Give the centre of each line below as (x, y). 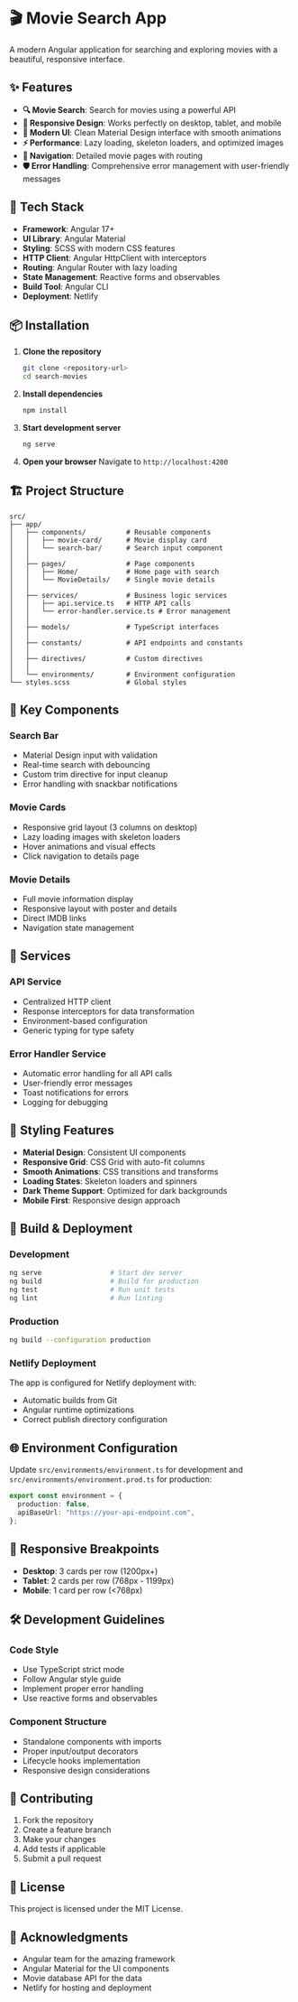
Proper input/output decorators (80, 1751)
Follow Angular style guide (72, 1679)
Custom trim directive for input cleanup (95, 775)
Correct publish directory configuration (95, 1420)
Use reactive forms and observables (90, 1699)
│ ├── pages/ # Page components (102, 563)
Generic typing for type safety (78, 1030)
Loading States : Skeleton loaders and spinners (110, 1181)
